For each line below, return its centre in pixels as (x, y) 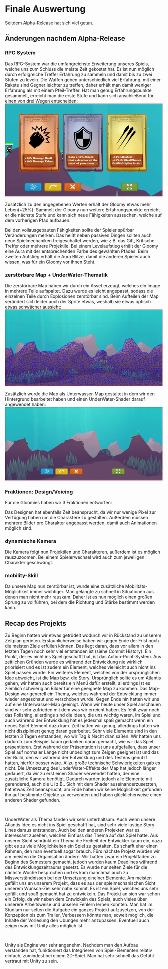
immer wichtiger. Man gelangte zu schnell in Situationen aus (92, 592)
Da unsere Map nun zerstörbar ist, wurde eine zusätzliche (65, 586)
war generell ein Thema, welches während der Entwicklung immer (89, 694)
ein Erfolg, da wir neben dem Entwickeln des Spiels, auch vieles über (76, 899)
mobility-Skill (22, 576)
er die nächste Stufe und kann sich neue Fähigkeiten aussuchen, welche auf (84, 215)
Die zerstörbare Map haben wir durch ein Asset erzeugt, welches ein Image (83, 286)
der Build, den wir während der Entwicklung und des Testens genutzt (76, 758)
